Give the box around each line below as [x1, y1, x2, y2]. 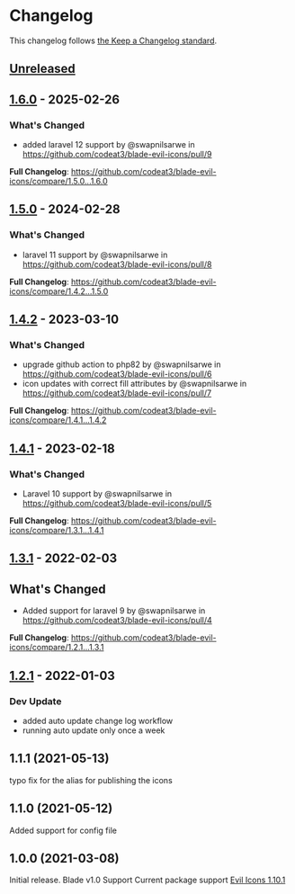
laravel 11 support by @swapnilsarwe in [22, 249, 168, 260]
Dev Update [9, 694, 62, 707]
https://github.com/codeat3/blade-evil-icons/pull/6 [22, 369, 212, 380]
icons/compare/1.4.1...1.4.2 [9, 415, 107, 425]
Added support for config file [9, 825, 117, 836]
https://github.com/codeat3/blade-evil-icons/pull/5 [22, 498, 212, 509]
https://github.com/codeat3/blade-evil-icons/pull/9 [22, 149, 212, 160]
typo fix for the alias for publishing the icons [9, 774, 173, 785]
